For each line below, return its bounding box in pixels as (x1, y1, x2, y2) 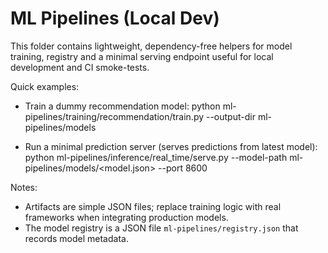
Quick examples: (10, 80, 80, 92)
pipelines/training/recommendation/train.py (24, 110, 205, 122)
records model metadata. (24, 232, 129, 244)
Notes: (10, 181, 38, 193)
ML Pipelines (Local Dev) (10, 7, 220, 30)
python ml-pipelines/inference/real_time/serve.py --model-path (24, 151, 288, 163)
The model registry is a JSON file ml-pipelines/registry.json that (24, 222, 299, 234)
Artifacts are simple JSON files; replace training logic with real (24, 200, 282, 212)
